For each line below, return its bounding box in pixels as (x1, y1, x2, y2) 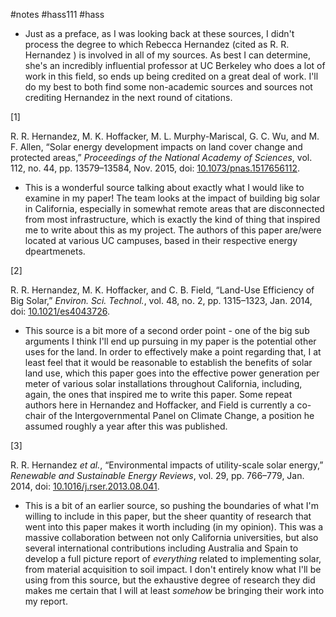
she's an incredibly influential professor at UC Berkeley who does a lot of (24, 60, 326, 71)
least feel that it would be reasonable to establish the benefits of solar (24, 357, 313, 368)
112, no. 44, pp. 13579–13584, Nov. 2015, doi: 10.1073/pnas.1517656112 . (10, 162, 300, 174)
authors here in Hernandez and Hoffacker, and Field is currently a (24, 399, 295, 411)
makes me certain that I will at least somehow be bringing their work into (24, 585, 325, 596)
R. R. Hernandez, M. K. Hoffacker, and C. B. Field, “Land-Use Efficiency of (10, 284, 315, 296)
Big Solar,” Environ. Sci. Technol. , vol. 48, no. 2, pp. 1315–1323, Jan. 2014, (10, 295, 313, 306)
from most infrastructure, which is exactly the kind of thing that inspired (24, 214, 321, 225)
